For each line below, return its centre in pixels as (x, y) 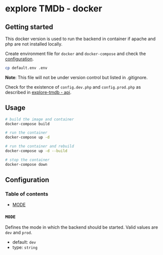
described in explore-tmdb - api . (38, 92)
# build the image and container (40, 119)
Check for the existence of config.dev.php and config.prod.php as (73, 87)
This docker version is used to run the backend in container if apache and (81, 39)
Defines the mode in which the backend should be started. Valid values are (82, 227)
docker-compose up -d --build (36, 151)
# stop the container (27, 160)
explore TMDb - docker (54, 9)
